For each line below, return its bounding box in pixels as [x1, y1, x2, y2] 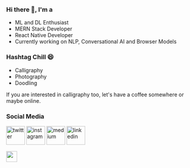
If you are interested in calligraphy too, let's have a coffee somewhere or [6, 91, 184, 98]
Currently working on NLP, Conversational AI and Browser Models [14, 38, 177, 45]
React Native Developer [14, 32, 73, 39]
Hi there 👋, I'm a [6, 5, 53, 14]
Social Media [6, 112, 45, 120]
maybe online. [6, 97, 41, 104]
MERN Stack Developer [14, 25, 73, 32]
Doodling [14, 79, 38, 86]
